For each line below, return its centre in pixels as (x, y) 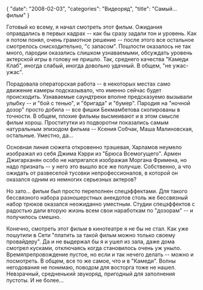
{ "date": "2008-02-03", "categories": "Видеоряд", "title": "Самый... (92, 9)
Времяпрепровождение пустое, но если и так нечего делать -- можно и (100, 255)
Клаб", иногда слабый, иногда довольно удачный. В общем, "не (89, 66)
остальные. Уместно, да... (40, 135)
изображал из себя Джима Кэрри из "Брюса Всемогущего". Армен (94, 153)
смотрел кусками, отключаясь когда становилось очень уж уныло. (94, 248)
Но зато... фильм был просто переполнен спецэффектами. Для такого (97, 191)
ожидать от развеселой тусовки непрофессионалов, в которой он (92, 173)
